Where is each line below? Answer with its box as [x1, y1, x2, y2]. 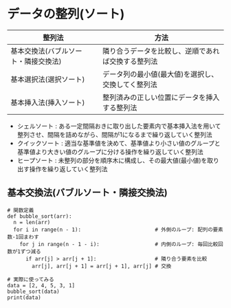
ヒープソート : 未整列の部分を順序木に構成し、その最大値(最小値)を [16, 156, 208, 164]
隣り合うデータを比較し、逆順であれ [102, 46, 220, 56]
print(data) [7, 294, 41, 301]
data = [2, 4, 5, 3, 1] [7, 282, 76, 289]
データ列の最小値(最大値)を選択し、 [102, 69, 219, 79]
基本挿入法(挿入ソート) [10, 98, 85, 107]
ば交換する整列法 [102, 56, 158, 66]
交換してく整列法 [102, 80, 158, 89]
